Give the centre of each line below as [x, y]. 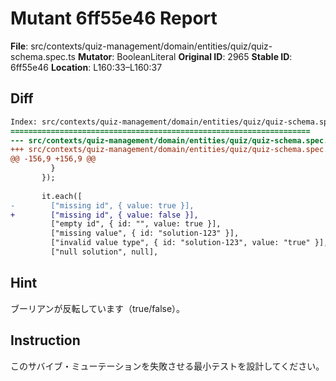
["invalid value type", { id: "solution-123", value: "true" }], [189, 243]
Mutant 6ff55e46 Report [114, 18]
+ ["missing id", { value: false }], [104, 215]
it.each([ [62, 196]
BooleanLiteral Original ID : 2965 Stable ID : [204, 56]
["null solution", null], [104, 252]
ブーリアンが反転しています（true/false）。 [98, 308]
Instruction [45, 340]
